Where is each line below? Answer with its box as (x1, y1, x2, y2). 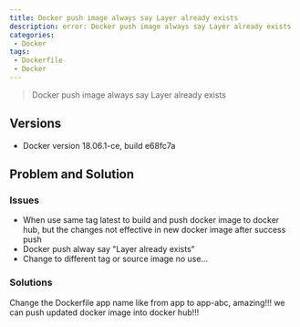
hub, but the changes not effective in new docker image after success (22, 225, 286, 236)
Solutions (9, 276, 53, 289)
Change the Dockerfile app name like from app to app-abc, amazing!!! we (9, 297, 285, 308)
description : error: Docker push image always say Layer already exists (9, 22, 292, 31)
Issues (9, 194, 40, 206)
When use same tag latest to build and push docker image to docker (22, 215, 280, 226)
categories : (9, 30, 55, 39)
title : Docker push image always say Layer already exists (9, 13, 239, 23)
